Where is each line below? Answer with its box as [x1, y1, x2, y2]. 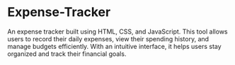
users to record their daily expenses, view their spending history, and [7, 34, 210, 43]
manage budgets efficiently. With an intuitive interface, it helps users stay [7, 42, 222, 50]
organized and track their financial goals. [7, 50, 127, 58]
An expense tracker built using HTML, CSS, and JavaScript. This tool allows [7, 27, 228, 36]
